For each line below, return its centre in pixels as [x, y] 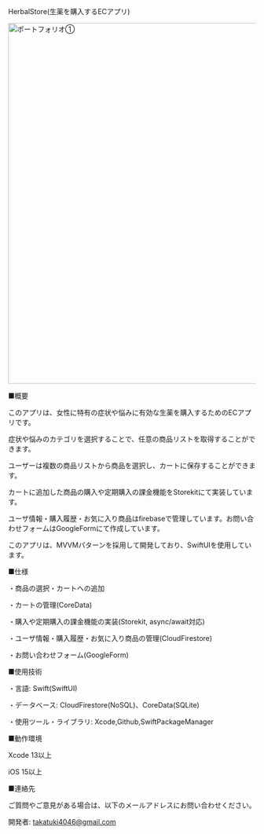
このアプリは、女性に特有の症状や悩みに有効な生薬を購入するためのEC [123, 412]
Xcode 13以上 [30, 755]
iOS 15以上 [26, 772]
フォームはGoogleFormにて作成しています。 [93, 528]
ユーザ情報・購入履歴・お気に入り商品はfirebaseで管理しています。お [121, 518]
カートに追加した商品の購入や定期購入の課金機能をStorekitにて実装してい [127, 492]
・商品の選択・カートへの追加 [56, 588]
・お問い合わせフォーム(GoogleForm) [69, 655]
